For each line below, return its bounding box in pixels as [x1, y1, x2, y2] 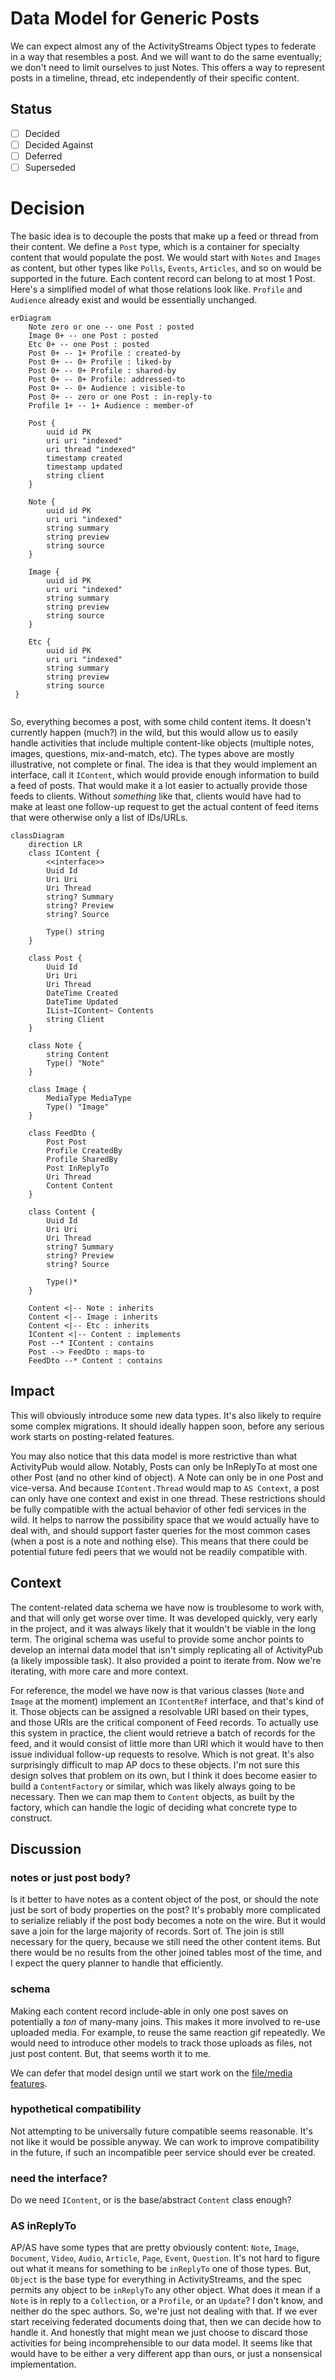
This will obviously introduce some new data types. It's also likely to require [10, 1409, 322, 1421]
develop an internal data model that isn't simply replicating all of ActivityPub [10, 1643, 324, 1656]
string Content [46, 1049, 110, 1059]
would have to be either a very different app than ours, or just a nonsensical [10, 2348, 323, 2360]
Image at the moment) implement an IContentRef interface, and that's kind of [10, 1695, 325, 1707]
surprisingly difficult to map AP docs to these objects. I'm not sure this [10, 1758, 300, 1771]
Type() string [46, 927, 105, 937]
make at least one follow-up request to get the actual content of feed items [10, 800, 319, 812]
